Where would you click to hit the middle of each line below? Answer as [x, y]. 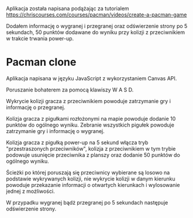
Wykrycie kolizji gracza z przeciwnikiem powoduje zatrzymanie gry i [89, 101]
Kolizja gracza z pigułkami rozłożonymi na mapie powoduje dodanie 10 [91, 118]
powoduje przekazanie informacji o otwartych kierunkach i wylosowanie [93, 185]
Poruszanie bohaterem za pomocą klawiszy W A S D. [70, 90]
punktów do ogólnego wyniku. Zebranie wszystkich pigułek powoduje [90, 125]
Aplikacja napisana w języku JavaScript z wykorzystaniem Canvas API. [92, 78]
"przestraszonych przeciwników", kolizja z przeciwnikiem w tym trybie [91, 148]
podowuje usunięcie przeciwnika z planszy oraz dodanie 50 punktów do [93, 155]
